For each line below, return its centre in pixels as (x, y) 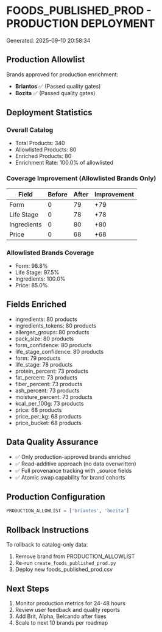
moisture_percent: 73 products (54, 397)
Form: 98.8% (31, 266)
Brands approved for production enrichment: (62, 74)
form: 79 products (38, 358)
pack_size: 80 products (44, 339)
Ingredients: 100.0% (40, 279)
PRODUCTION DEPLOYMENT (81, 23)
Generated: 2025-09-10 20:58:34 (48, 40)
